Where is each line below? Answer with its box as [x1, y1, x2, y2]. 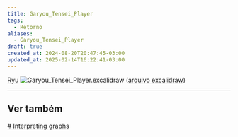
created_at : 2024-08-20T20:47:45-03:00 [7, 50, 125, 57]
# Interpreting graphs [7, 121, 69, 130]
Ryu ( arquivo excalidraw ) [7, 76, 186, 84]
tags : [7, 17, 23, 24]
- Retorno [13, 23, 42, 30]
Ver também [7, 103, 63, 115]
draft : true [7, 43, 42, 50]
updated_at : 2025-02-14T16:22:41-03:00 [7, 56, 125, 64]
